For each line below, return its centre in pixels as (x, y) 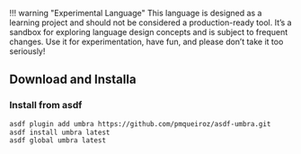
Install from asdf (46, 105)
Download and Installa (73, 80)
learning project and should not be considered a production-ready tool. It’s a (150, 23)
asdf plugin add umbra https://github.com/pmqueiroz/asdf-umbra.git (140, 124)
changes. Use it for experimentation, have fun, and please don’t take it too (146, 41)
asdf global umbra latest (58, 140)
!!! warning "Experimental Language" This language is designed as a (136, 13)
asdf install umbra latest (60, 132)
